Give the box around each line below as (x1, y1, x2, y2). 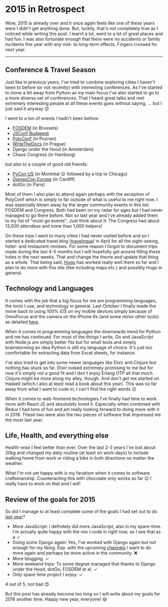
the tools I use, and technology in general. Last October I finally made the (5, 303, 156, 309)
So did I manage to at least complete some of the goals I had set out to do (5, 509, 157, 515)
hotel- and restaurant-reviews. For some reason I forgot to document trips (5, 243, 157, 249)
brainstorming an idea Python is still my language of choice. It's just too (5, 344, 152, 350)
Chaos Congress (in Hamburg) (12, 151, 76, 157)
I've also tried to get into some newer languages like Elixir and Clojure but (5, 359, 156, 365)
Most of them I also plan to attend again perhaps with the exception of (5, 191, 150, 197)
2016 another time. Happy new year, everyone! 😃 (5, 596, 107, 603)
